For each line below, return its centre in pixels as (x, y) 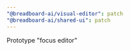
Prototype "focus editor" (42, 40)
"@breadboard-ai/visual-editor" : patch (65, 14)
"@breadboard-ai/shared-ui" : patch (59, 20)
